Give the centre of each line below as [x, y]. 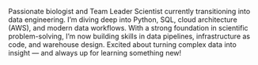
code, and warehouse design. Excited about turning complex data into [123, 45]
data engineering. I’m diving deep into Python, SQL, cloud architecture [123, 20]
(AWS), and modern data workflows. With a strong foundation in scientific [128, 28]
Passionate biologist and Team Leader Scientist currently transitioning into [129, 11]
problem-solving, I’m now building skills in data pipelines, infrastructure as [129, 36]
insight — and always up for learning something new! [95, 53]
